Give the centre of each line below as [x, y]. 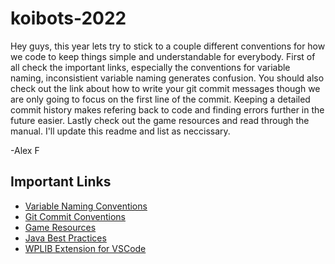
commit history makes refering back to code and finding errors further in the [167, 109]
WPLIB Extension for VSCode [85, 248]
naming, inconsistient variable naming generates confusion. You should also [167, 78]
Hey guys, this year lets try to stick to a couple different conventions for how [168, 46]
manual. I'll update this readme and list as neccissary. [120, 131]
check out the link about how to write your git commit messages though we [165, 88]
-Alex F [25, 150]
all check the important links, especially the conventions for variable [150, 67]
